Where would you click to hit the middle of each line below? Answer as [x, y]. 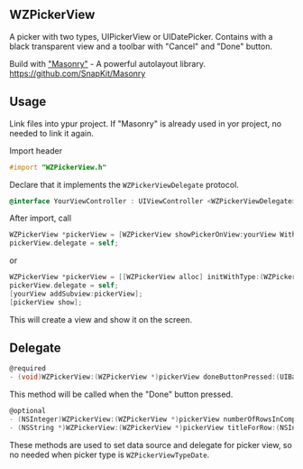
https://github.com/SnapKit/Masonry [78, 73]
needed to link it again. [52, 133]
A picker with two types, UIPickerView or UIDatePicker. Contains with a [141, 36]
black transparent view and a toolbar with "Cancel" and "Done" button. [141, 46]
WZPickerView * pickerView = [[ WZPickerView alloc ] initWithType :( [137, 277]
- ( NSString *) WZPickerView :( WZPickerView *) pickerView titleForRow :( [145, 427]
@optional [28, 411]
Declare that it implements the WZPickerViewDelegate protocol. [124, 184]
